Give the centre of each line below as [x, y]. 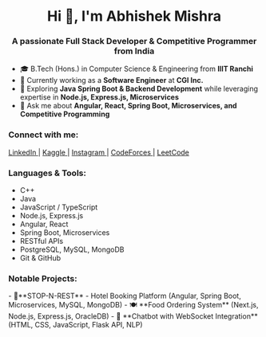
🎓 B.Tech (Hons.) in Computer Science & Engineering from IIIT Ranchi [137, 69]
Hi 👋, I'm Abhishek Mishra [134, 16]
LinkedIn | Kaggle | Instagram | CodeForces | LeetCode [99, 152]
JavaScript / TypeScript [59, 207]
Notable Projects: [43, 278]
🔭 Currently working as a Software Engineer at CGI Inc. [111, 80]
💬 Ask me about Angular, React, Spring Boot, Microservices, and [128, 106]
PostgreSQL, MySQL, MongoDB [72, 249]
